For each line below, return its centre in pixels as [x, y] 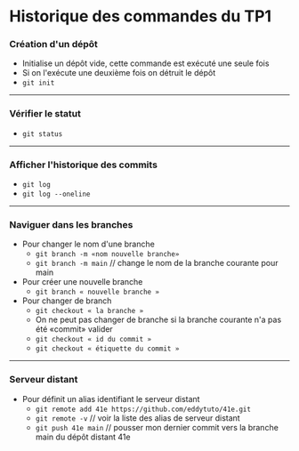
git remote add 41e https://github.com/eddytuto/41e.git [143, 409]
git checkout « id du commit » [93, 340]
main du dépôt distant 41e [83, 437]
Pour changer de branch [67, 301]
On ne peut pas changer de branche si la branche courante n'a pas [158, 320]
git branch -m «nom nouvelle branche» [107, 254]
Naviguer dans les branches [71, 225]
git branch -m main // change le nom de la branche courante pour [157, 263]
